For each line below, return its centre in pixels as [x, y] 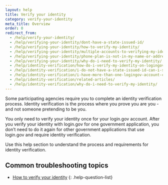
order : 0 [14, 28]
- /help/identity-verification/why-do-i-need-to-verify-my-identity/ [83, 84]
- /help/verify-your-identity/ [42, 38]
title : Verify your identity [35, 14]
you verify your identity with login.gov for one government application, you [82, 124]
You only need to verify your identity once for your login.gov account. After [82, 118]
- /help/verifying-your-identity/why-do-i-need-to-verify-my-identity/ [86, 61]
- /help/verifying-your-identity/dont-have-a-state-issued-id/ [77, 42]
